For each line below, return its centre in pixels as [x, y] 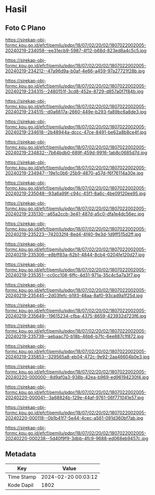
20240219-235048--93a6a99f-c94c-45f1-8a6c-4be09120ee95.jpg [75, 193]
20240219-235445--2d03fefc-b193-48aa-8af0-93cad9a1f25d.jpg [74, 295]
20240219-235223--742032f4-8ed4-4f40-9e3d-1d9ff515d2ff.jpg [73, 234]
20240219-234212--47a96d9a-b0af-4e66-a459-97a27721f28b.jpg [75, 71]
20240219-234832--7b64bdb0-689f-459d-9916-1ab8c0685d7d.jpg [76, 153]
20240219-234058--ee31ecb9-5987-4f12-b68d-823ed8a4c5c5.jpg [76, 51]
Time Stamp [22, 477]
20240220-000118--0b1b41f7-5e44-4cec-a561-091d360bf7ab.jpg [74, 418]
